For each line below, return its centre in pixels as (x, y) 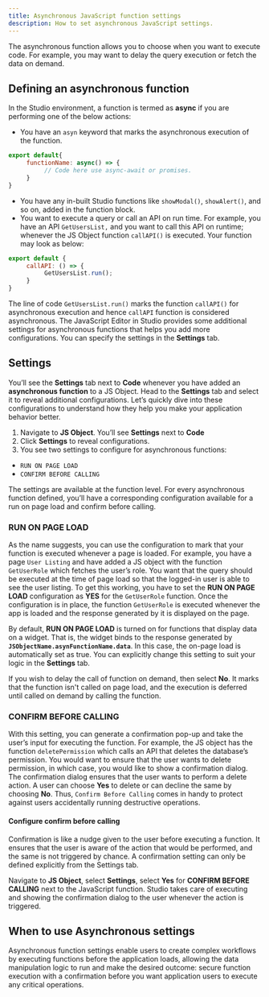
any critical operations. (46, 985)
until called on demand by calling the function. (85, 696)
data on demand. (37, 63)
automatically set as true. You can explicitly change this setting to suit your (132, 655)
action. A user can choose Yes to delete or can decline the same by (120, 785)
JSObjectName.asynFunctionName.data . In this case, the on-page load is (124, 646)
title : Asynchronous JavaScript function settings (95, 16)
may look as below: (52, 243)
